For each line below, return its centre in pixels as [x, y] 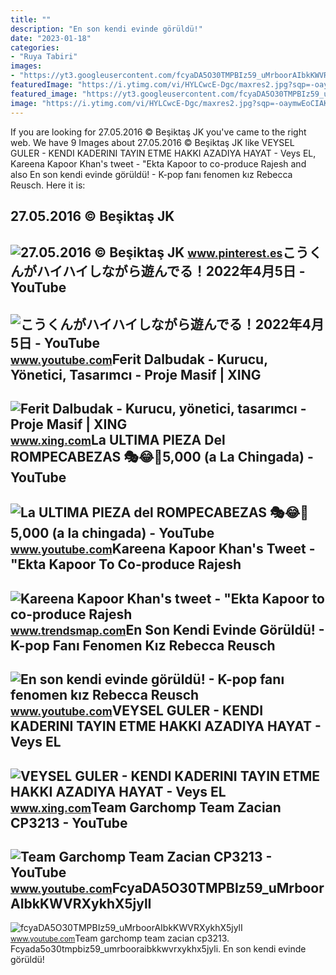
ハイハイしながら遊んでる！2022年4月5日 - [171, 271]
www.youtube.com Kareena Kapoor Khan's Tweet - [163, 549]
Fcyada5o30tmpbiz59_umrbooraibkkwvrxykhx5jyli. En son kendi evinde [158, 949]
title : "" [31, 19]
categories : [35, 47]
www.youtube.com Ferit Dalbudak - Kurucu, [139, 359]
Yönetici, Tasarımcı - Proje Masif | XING [136, 374]
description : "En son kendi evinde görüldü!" [106, 29]
